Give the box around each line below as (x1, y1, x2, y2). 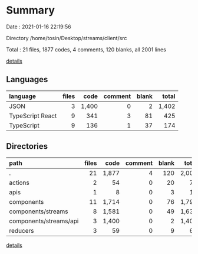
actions (9, 178, 29, 187)
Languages (6, 74, 48, 84)
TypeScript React (9, 112, 57, 120)
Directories (6, 141, 48, 151)
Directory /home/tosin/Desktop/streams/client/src (6, 34, 127, 41)
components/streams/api (9, 217, 79, 225)
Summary (6, 4, 55, 17)
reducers (9, 226, 34, 235)
